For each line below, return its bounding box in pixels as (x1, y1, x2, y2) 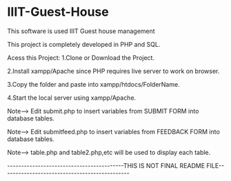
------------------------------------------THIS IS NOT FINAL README (7, 161, 205, 169)
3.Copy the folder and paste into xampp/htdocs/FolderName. (7, 80, 181, 88)
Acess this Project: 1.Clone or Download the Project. (7, 53, 155, 62)
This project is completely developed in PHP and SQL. (7, 40, 161, 48)
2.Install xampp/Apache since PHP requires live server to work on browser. (7, 67, 220, 75)
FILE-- (206, 161, 225, 169)
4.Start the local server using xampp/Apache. (7, 94, 137, 102)
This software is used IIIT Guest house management (7, 27, 155, 35)
